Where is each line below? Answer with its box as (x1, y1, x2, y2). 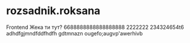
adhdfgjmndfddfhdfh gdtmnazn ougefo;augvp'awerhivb (6, 29, 143, 37)
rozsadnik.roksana (6, 4, 101, 18)
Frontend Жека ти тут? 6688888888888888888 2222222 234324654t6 (6, 24, 184, 31)
